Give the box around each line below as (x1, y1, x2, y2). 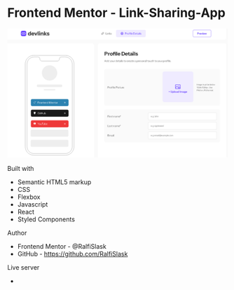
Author (7, 229, 27, 237)
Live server (7, 263, 40, 272)
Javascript (17, 200, 48, 209)
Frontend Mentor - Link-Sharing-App (7, 5, 226, 21)
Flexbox (17, 193, 41, 201)
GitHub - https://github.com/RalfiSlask (17, 250, 128, 258)
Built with (7, 165, 34, 173)
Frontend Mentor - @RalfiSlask (17, 242, 106, 251)
